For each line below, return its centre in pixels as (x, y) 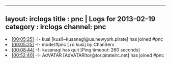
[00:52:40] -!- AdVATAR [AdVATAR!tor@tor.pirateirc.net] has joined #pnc (88, 55)
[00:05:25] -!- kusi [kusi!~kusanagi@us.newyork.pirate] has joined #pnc (88, 39)
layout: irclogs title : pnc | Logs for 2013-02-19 (80, 19)
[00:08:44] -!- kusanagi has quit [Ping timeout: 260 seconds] (76, 50)
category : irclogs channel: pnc (56, 27)
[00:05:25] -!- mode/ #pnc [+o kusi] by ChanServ (63, 44)
